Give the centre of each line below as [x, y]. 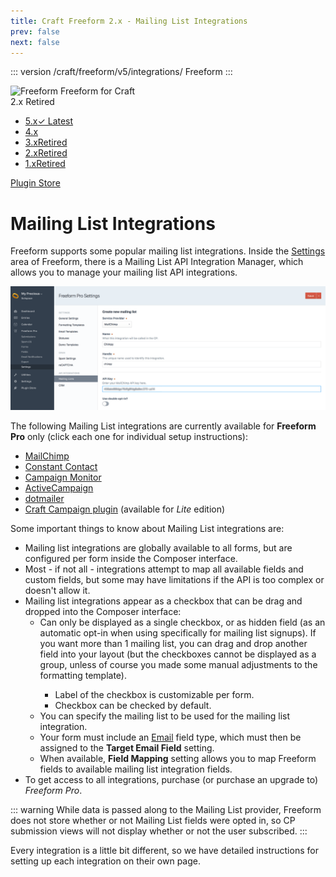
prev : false [35, 31]
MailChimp [47, 456]
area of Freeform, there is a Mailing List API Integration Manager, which [157, 262]
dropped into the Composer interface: [103, 612]
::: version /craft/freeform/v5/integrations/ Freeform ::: [121, 72]
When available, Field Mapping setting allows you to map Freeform [178, 759]
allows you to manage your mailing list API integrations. [124, 272]
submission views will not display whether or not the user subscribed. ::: [159, 831]
